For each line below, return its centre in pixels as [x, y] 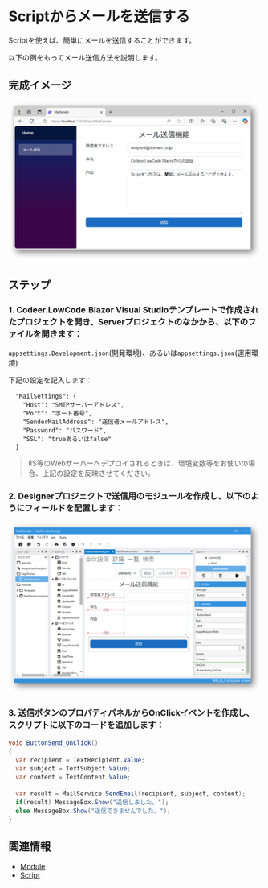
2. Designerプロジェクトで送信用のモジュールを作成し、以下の [130, 496]
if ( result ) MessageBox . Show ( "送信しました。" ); [92, 803]
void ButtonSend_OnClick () [53, 743]
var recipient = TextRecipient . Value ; [81, 760]
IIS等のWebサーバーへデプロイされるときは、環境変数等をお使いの [138, 463]
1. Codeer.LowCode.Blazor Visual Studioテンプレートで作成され [134, 309]
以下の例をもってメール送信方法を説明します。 [85, 57]
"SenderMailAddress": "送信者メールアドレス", [96, 422]
